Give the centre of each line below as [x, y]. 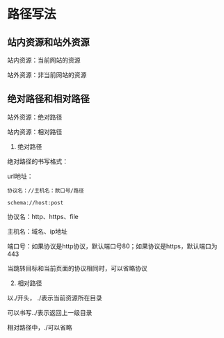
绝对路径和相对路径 [48, 99]
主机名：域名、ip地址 [37, 231]
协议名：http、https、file [43, 216]
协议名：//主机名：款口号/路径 [46, 191]
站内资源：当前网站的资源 [44, 60]
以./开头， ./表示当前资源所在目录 [55, 298]
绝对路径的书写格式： [38, 161]
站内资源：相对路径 [35, 131]
